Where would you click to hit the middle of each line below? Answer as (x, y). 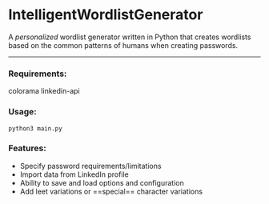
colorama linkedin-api (44, 91)
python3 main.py (35, 128)
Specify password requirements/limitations (90, 166)
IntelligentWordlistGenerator (106, 15)
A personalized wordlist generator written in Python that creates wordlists (130, 37)
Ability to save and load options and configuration (102, 182)
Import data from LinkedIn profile (74, 174)
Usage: (23, 112)
